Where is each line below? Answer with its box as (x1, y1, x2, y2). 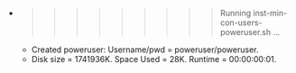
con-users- (219, 17, 264, 28)
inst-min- (252, 8, 288, 18)
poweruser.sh (219, 27, 272, 37)
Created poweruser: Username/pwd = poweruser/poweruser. (31, 44, 259, 55)
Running (219, 8, 252, 18)
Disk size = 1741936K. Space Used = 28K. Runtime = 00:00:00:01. (31, 54, 277, 64)
